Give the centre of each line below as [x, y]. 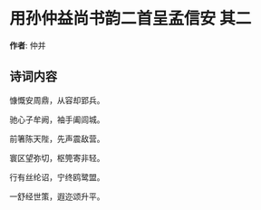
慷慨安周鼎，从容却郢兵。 [57, 100]
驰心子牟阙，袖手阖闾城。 [57, 119]
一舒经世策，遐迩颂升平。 [57, 196]
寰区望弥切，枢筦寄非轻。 [57, 157]
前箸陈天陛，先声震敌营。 [57, 138]
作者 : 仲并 [28, 45]
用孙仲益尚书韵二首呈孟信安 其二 [130, 19]
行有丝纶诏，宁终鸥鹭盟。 [57, 177]
